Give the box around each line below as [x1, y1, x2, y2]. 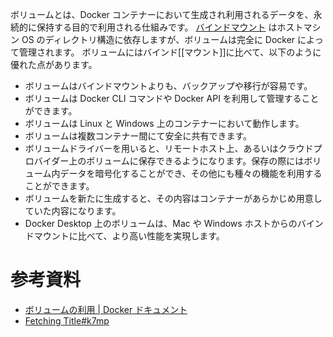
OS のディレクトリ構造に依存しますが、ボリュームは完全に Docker [21, 34, 296, 45]
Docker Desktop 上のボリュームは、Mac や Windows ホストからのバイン [24, 218, 324, 229]
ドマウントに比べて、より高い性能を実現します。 [24, 230, 225, 242]
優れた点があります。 [10, 59, 98, 70]
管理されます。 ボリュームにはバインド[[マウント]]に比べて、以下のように [18, 46, 322, 58]
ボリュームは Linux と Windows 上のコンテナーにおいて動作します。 [24, 118, 305, 129]
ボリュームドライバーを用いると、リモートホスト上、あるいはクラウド [24, 143, 314, 154]
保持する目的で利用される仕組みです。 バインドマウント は [36, 21, 278, 33]
